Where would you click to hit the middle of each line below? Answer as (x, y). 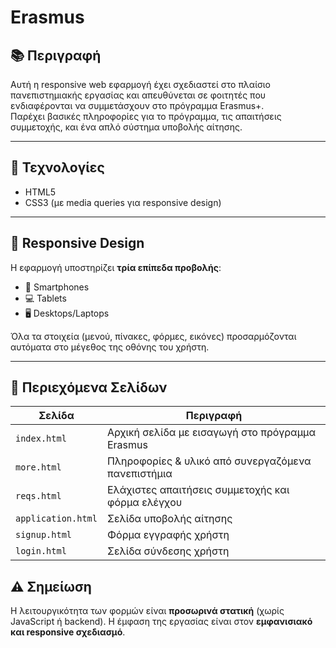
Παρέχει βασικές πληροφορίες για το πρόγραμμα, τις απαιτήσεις (146, 116)
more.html (38, 467)
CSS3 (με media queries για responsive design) (123, 202)
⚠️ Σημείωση (51, 586)
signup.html (44, 535)
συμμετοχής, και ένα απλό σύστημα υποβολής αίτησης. (126, 127)
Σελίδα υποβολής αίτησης (169, 519)
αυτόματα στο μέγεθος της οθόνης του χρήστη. (110, 347)
